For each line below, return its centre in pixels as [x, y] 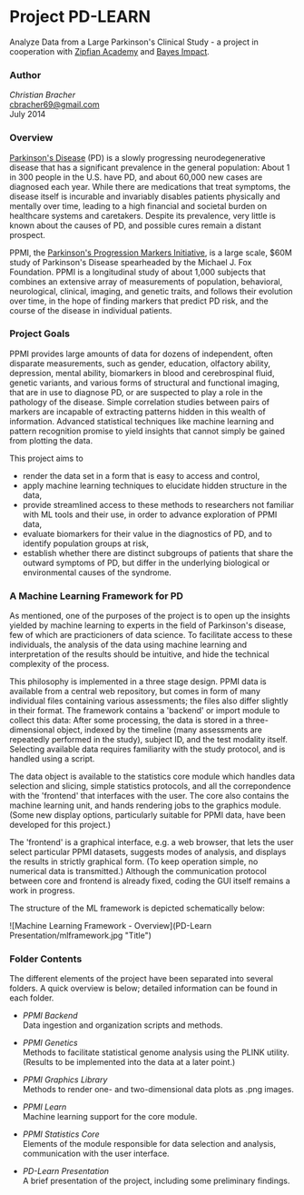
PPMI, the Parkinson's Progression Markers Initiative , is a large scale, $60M [151, 253]
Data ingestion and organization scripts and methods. [123, 1025]
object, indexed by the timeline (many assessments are [160, 730]
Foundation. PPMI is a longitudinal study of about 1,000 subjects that [137, 272]
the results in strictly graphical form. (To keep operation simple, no [134, 861]
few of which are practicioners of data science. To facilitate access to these [151, 635]
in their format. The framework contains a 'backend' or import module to [145, 711]
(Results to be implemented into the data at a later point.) [129, 1062]
